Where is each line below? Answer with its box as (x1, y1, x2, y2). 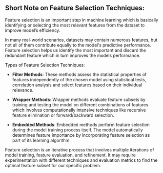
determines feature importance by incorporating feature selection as (12, 132, 150, 138)
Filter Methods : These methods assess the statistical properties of (12, 71, 147, 77)
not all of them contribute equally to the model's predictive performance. (5, 42, 151, 48)
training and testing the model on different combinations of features (12, 101, 149, 107)
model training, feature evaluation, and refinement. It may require (5, 152, 136, 158)
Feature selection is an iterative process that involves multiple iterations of (5, 147, 155, 152)
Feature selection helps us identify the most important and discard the (5, 47, 146, 53)
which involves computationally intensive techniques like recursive (12, 107, 146, 113)
